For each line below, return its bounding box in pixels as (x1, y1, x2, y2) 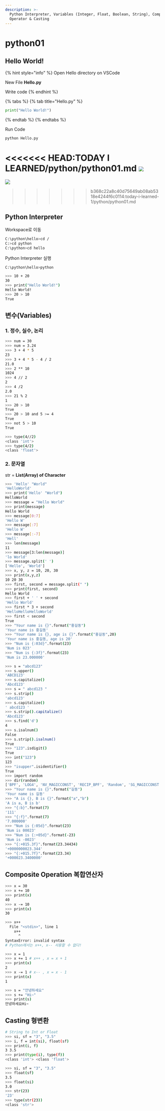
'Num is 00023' (5, 828, 36, 833)
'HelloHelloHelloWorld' (5, 609, 54, 614)
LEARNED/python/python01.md (5, 163, 137, 174)
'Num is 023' (5, 646, 32, 651)
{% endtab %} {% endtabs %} (5, 117, 66, 123)
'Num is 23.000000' (5, 655, 45, 660)
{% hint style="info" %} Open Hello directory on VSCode (5, 70, 120, 76)
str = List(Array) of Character (5, 472, 66, 478)
